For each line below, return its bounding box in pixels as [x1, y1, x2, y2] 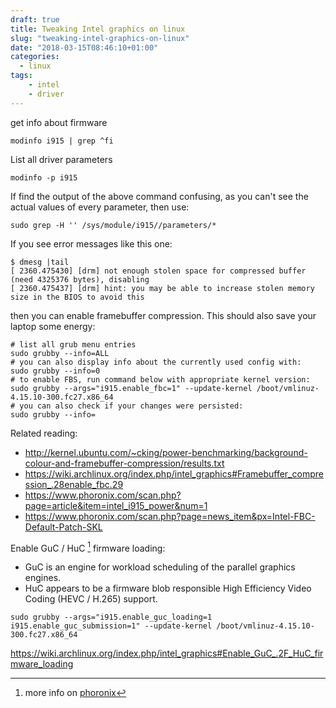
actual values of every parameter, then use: [10, 201, 190, 213]
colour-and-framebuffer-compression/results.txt [24, 457, 225, 469]
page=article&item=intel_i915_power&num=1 [24, 499, 208, 511]
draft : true [10, 14, 60, 25]
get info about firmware [10, 116, 108, 128]
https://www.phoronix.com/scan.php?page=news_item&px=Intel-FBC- [24, 510, 316, 522]
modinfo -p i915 [10, 172, 78, 183]
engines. [24, 572, 62, 584]
